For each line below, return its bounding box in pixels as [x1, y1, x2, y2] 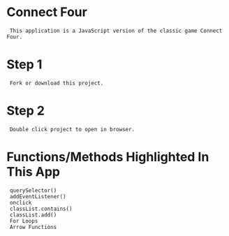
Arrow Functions [9, 223, 57, 230]
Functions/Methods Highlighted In [6, 149, 209, 165]
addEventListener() [9, 193, 67, 200]
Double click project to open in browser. [9, 126, 135, 133]
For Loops [9, 217, 38, 224]
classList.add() [9, 211, 57, 219]
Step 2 [6, 103, 45, 119]
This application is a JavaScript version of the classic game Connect [9, 27, 223, 34]
